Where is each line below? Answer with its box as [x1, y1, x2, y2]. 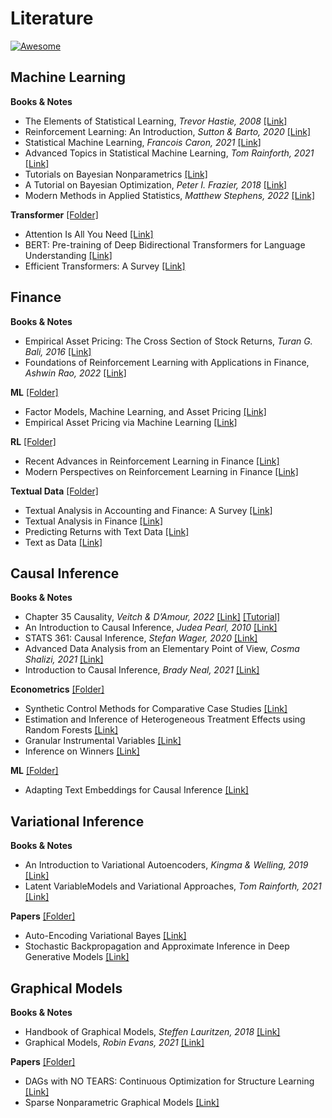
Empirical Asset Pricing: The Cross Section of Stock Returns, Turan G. [24, 335, 313, 347]
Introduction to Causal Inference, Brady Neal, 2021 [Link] [24, 664, 260, 676]
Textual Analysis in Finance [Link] [24, 515, 164, 527]
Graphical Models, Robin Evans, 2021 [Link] [24, 1037, 205, 1048]
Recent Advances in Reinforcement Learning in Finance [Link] [24, 455, 280, 467]
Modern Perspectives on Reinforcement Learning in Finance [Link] [24, 465, 299, 477]
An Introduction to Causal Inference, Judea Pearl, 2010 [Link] [24, 622, 278, 634]
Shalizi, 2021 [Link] [24, 653, 104, 666]
